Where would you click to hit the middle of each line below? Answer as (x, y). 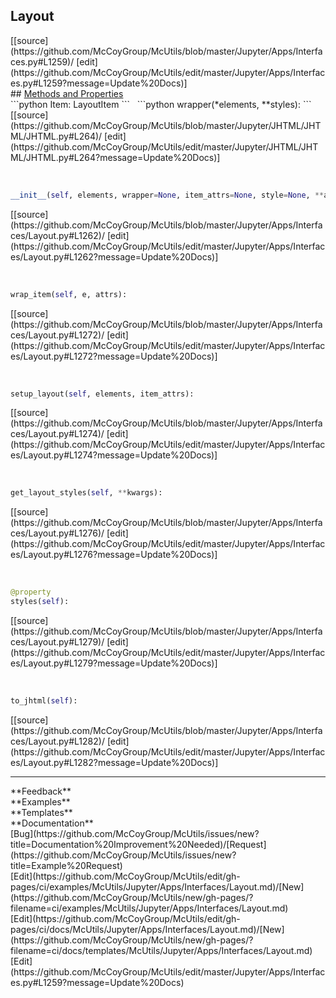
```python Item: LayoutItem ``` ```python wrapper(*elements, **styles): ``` (161, 104)
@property (31, 592)
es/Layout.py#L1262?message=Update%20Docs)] (114, 256)
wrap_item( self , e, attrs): (69, 294)
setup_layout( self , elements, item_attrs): (102, 394)
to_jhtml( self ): (44, 701)
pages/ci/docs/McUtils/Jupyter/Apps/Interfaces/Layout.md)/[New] (147, 929)
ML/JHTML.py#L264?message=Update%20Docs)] (115, 157)
